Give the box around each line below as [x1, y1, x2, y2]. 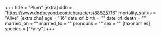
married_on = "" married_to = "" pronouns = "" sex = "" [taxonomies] [5, 20, 150, 26]
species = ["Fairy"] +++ [5, 26, 55, 32]
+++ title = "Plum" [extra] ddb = [5, 5, 72, 10]
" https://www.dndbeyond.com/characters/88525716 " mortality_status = [5, 10, 156, 16]
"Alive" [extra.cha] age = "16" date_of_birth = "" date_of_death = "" [5, 15, 146, 21]
